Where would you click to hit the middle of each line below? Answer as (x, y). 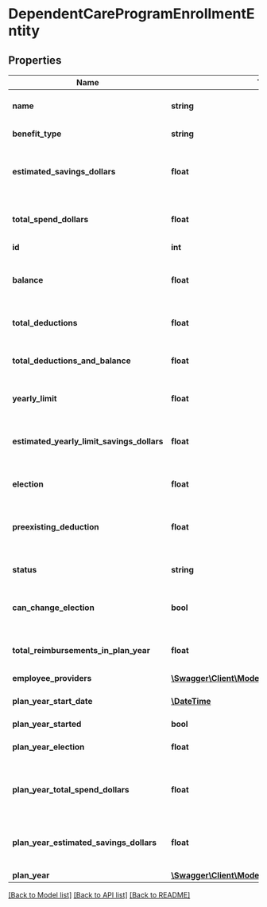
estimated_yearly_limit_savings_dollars (88, 441)
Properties (35, 60)
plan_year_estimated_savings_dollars (85, 842)
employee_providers (52, 678)
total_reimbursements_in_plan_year (81, 650)
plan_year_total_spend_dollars (71, 790)
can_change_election (54, 608)
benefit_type (37, 134)
